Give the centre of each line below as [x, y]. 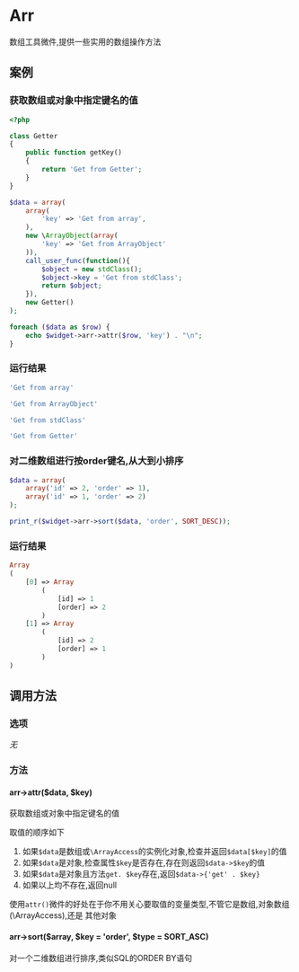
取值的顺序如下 [37, 833]
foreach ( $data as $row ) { [60, 327]
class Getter [34, 136]
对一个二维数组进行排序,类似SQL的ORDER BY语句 [101, 958]
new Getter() [50, 303]
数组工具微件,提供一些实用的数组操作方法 [85, 41]
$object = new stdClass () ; [92, 269]
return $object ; [72, 286]
